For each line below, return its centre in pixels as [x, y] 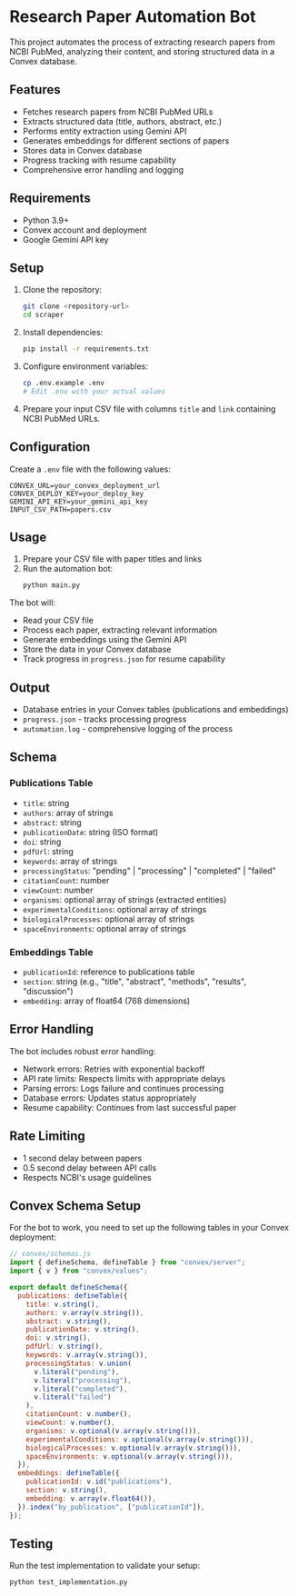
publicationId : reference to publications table [109, 972]
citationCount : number [66, 880]
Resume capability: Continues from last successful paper [129, 1107]
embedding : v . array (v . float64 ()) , [91, 1498]
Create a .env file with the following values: [90, 469]
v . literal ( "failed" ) [72, 1397]
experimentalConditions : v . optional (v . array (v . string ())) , [140, 1439]
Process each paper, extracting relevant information [120, 630]
